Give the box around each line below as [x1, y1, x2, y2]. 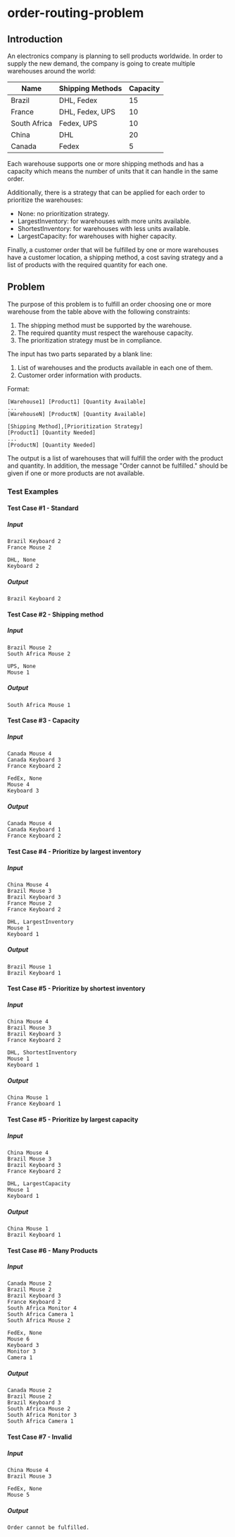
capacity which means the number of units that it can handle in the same [7, 167, 218, 175]
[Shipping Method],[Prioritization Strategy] [7, 422, 143, 430]
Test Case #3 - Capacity [7, 716, 80, 725]
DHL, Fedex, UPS [58, 107, 116, 117]
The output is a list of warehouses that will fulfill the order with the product [7, 453, 224, 462]
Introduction [7, 33, 63, 45]
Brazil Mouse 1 [7, 963, 52, 971]
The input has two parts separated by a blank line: [7, 350, 153, 358]
